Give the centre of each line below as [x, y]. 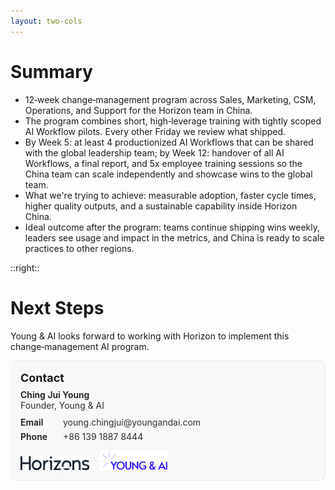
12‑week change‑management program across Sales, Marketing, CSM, [170, 99]
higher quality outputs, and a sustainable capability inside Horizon [161, 206]
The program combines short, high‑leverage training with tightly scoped [173, 121]
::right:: [25, 267]
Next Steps [57, 307]
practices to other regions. [79, 248]
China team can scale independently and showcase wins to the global [168, 174]
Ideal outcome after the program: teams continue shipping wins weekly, [172, 227]
